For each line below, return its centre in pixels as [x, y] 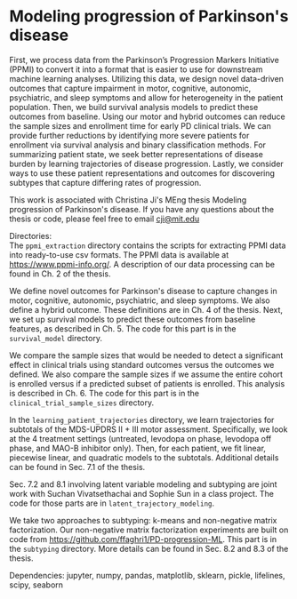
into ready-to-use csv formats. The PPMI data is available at [119, 254]
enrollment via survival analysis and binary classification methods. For [138, 145]
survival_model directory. [56, 338]
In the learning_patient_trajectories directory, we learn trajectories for [142, 419]
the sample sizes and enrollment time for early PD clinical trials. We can [140, 125]
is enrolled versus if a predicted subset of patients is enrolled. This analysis [147, 383]
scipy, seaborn [36, 585]
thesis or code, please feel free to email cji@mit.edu [104, 219]
